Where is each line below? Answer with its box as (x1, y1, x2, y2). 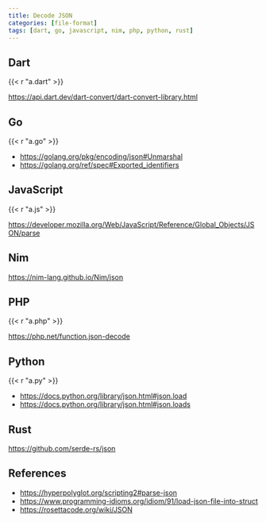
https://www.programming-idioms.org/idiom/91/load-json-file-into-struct (19, 496, 258, 505)
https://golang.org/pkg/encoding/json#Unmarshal (19, 152, 183, 161)
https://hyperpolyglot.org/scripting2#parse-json (19, 488, 177, 497)
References (8, 466, 67, 481)
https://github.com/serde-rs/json (8, 444, 116, 454)
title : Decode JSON (8, 11, 73, 20)
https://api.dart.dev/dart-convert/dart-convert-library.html (8, 92, 199, 102)
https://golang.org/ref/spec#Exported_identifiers (19, 160, 179, 169)
